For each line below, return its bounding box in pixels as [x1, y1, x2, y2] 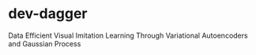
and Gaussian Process [8, 38, 81, 48]
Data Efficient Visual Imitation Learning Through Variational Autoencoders [8, 31, 248, 40]
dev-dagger [8, 5, 88, 23]
